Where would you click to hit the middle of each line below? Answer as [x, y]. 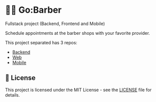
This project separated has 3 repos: [41, 42]
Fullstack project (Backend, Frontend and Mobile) [55, 24]
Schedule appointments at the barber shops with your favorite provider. [78, 33]
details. [13, 95]
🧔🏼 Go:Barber [33, 10]
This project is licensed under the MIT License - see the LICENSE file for [78, 90]
